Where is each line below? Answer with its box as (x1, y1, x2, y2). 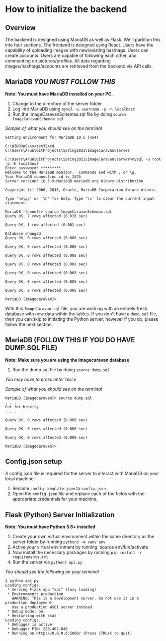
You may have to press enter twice (5, 376, 77, 382)
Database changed (5, 231, 41, 236)
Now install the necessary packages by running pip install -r (12, 550, 143, 556)
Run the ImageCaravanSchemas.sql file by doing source (12, 111, 127, 117)
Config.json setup (5, 457, 62, 466)
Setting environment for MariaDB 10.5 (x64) (5, 135, 99, 140)
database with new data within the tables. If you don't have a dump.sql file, (5, 311, 158, 317)
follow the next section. (5, 321, 53, 327)
